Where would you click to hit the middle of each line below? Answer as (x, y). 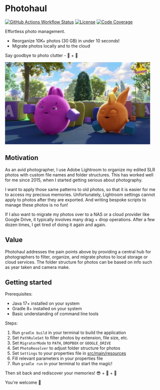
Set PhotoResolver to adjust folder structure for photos (66, 348)
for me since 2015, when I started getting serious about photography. (74, 180)
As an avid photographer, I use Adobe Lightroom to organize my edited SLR (80, 169)
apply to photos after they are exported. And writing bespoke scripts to (76, 199)
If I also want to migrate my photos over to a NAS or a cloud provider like (77, 214)
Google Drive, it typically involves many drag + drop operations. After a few (80, 219)
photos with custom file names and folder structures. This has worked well (79, 175)
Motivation (22, 158)
